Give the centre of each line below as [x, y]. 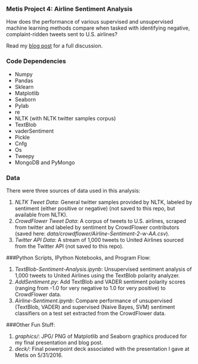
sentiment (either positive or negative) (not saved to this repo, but [95, 208]
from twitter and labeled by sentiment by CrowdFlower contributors [97, 227]
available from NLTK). [41, 215]
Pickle [22, 137]
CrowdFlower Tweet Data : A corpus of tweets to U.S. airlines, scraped [100, 221]
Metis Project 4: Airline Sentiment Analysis [69, 9]
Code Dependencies [36, 61]
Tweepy [24, 156]
